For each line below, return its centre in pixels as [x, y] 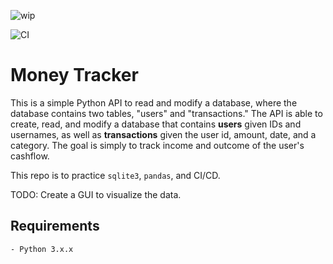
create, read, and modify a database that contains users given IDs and [156, 124]
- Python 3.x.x [42, 249]
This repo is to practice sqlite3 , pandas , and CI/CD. [115, 175]
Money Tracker [74, 75]
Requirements [55, 226]
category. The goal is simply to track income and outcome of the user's [157, 145]
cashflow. [30, 156]
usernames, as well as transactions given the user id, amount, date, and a [163, 134]
